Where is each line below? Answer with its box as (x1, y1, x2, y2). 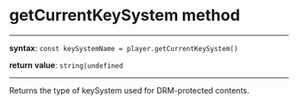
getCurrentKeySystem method (9, 5, 241, 26)
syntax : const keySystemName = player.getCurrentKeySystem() (9, 42, 239, 53)
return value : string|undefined (9, 59, 124, 71)
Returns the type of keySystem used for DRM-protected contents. (9, 85, 250, 95)
